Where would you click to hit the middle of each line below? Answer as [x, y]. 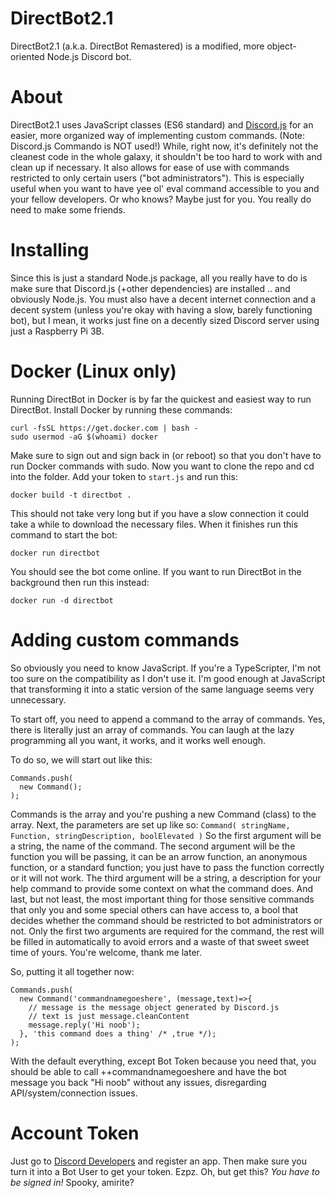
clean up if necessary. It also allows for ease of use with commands [150, 167]
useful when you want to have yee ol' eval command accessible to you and [165, 188]
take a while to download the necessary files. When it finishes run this [154, 524]
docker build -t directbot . [71, 495]
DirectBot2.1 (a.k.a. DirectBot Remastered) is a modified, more [137, 46]
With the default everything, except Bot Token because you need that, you [163, 1061]
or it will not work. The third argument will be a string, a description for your [166, 878]
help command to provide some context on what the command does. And [162, 888]
